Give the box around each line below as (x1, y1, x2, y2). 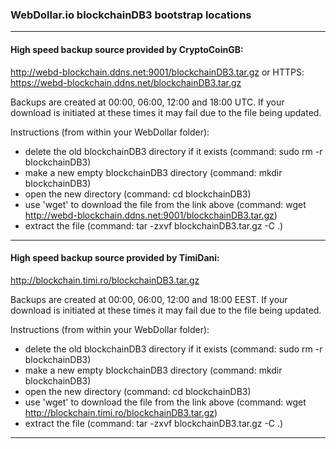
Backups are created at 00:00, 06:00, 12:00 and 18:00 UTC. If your (10, 96, 285, 108)
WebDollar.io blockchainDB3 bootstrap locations (10, 8, 252, 22)
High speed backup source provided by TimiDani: (10, 252, 220, 264)
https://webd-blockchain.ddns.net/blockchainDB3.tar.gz (10, 76, 242, 88)
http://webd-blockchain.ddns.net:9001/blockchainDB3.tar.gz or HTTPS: (10, 66, 305, 78)
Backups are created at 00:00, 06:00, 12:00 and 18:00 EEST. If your (10, 293, 288, 305)
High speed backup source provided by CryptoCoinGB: (10, 43, 244, 55)
